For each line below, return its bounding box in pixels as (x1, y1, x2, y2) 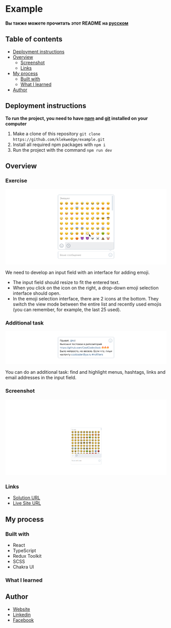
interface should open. (12, 290, 61, 296)
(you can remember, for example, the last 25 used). (12, 306, 121, 313)
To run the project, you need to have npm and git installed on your (5, 115, 148, 121)
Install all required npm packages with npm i (12, 141, 106, 148)
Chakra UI (12, 564, 34, 570)
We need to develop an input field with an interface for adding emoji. (5, 269, 150, 275)
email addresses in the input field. (5, 375, 77, 381)
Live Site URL (12, 500, 41, 507)
